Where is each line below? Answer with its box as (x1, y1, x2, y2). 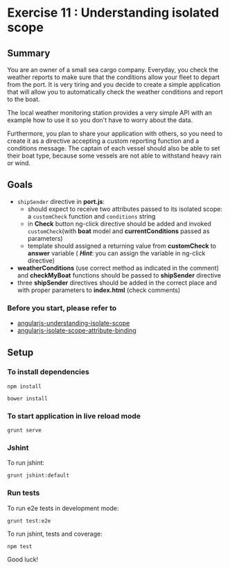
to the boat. (7, 95, 40, 103)
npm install (7, 383, 42, 390)
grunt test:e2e (7, 517, 51, 525)
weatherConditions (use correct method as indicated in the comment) (17, 264, 220, 272)
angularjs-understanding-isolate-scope (17, 319, 130, 328)
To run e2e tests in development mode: (7, 504, 119, 512)
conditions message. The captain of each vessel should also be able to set (7, 144, 220, 152)
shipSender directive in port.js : (17, 197, 105, 205)
